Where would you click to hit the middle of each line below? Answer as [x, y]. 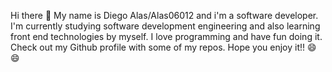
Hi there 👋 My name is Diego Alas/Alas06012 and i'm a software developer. [164, 15]
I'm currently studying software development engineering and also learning [165, 26]
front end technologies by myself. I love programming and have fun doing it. [166, 36]
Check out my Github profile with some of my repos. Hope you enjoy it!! [158, 47]
